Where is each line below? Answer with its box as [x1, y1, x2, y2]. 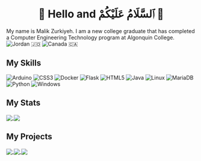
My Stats [6, 98, 41, 108]
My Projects [6, 132, 52, 142]
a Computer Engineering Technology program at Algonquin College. [6, 34, 175, 41]
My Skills [6, 58, 42, 68]
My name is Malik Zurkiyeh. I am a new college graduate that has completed [6, 27, 196, 34]
